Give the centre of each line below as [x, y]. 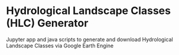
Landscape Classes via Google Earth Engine [60, 46]
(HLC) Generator [47, 23]
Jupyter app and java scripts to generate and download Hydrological [89, 39]
